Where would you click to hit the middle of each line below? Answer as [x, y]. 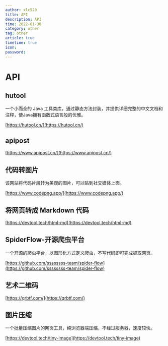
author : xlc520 [21, 10]
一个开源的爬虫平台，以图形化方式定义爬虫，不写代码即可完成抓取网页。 [80, 253]
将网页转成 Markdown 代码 [47, 210]
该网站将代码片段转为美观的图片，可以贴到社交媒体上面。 [65, 183]
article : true [20, 38]
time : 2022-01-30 [23, 24]
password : [16, 52]
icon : [11, 47]
